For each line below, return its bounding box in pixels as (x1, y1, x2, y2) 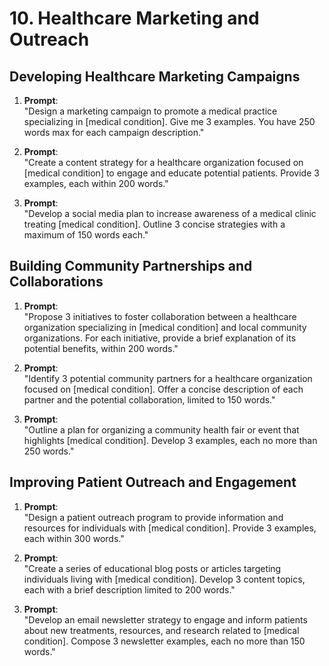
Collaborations (9, 273, 104, 291)
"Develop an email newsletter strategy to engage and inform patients (23, 613, 308, 626)
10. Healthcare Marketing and (9, 7, 260, 30)
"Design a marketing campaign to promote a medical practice (23, 105, 278, 117)
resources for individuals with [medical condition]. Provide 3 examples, (23, 522, 317, 534)
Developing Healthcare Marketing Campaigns (9, 68, 301, 85)
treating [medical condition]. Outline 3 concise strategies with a (23, 218, 286, 230)
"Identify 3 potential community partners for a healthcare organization (23, 372, 313, 384)
